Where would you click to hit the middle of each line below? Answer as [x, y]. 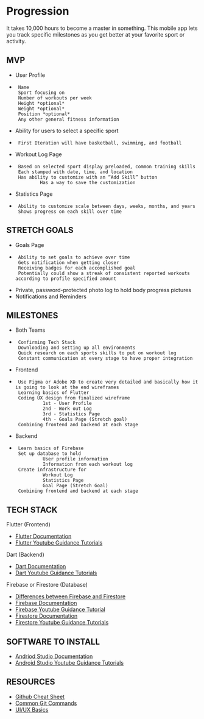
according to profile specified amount [66, 279]
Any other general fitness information [69, 119]
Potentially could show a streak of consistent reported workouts [104, 273]
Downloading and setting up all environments [77, 348]
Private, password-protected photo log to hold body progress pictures [103, 290]
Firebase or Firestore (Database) [47, 585]
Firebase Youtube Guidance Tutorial [60, 610]
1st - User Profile [67, 404]
